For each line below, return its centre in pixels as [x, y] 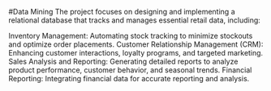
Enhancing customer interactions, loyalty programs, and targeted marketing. [136, 53]
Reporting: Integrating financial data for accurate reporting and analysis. [129, 79]
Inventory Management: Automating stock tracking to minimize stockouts [131, 36]
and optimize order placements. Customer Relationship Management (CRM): [136, 44]
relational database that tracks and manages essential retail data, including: [135, 20]
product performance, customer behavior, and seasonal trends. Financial [130, 70]
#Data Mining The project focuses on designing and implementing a [122, 12]
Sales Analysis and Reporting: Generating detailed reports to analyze [123, 61]
